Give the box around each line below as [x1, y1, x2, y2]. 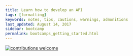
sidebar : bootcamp [5, 26, 44, 32]
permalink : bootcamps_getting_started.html [5, 31, 99, 36]
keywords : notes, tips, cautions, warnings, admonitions [5, 17, 128, 22]
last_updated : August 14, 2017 [5, 21, 72, 27]
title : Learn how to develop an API [5, 7, 83, 13]
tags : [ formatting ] [5, 12, 47, 17]
